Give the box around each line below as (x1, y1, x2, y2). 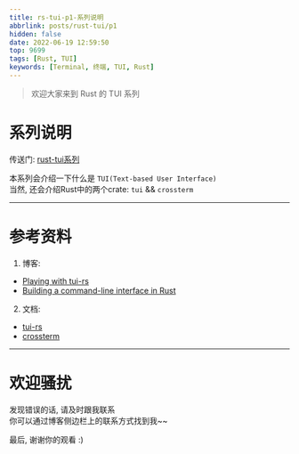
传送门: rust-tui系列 (9, 153, 80, 165)
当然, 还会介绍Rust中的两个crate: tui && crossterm (9, 183, 194, 194)
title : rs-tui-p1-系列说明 (9, 12, 104, 22)
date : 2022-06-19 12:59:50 (9, 37, 109, 47)
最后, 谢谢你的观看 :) (9, 434, 85, 445)
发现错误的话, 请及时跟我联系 (9, 404, 116, 415)
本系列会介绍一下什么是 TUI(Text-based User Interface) (9, 173, 217, 183)
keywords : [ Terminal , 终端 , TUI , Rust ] (9, 63, 155, 72)
